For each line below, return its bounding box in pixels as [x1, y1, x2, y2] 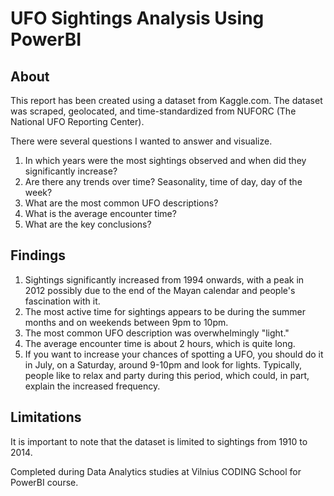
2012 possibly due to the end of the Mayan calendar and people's [24, 284, 296, 296]
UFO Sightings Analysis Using [10, 7, 265, 30]
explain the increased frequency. [24, 380, 161, 392]
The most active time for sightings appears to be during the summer [24, 305, 307, 317]
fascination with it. [24, 295, 101, 307]
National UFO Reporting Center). [10, 116, 145, 127]
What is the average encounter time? [24, 208, 177, 219]
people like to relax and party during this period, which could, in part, [24, 369, 310, 381]
